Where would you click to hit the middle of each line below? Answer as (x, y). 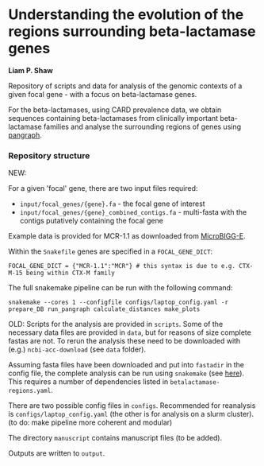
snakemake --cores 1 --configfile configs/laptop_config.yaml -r (118, 303)
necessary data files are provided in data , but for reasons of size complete (130, 332)
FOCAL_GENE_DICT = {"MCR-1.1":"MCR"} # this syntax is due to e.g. (122, 266)
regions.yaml (30, 391)
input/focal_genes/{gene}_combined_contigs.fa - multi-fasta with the (133, 212)
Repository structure (49, 155)
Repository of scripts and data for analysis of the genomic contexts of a (125, 86)
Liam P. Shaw (31, 70)
